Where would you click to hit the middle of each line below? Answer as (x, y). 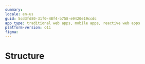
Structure (25, 56)
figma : (12, 32)
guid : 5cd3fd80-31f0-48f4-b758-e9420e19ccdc (51, 18)
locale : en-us (19, 14)
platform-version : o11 (28, 28)
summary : (14, 9)
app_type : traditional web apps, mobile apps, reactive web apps (72, 23)
